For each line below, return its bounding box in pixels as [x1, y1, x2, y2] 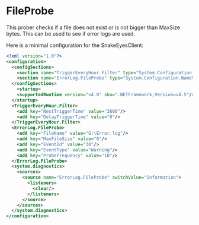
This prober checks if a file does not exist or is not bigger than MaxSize [6, 24, 181, 31]
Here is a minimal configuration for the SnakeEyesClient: [6, 42, 144, 49]
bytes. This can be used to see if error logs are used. [6, 30, 135, 37]
